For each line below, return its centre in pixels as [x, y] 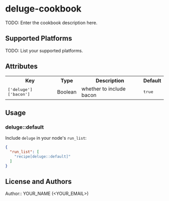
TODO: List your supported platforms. [44, 50]
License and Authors [38, 182]
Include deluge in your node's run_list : [46, 138]
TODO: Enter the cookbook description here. [51, 23]
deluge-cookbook [44, 9]
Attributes [21, 67]
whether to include [103, 88]
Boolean [67, 92]
